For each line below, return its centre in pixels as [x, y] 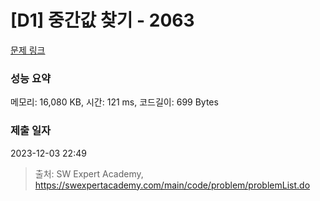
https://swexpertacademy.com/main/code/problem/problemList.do [172, 185]
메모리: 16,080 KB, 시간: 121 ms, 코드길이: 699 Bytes [114, 102]
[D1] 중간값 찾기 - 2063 [102, 20]
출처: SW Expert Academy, [89, 173]
